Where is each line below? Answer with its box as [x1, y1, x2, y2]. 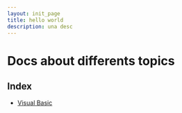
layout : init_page [7, 10, 60, 17]
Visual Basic [17, 98, 53, 107]
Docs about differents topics [7, 53, 175, 69]
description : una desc [7, 23, 73, 30]
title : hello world [7, 17, 64, 24]
